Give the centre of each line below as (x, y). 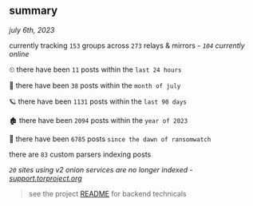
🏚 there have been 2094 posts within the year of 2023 (99, 120)
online (19, 53)
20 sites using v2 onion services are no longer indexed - (101, 169)
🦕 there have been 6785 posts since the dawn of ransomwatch (110, 139)
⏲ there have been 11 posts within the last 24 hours (95, 69)
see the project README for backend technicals (107, 193)
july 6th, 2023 (32, 30)
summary (34, 11)
